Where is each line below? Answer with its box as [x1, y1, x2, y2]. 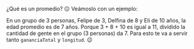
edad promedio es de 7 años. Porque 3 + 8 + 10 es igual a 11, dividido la [6, 24, 185, 30]
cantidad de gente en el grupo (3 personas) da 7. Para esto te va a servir [6, 30, 188, 37]
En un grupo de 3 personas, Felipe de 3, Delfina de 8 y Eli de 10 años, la [6, 17, 186, 24]
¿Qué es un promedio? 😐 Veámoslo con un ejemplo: [6, 5, 138, 12]
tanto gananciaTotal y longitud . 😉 [6, 36, 93, 43]
